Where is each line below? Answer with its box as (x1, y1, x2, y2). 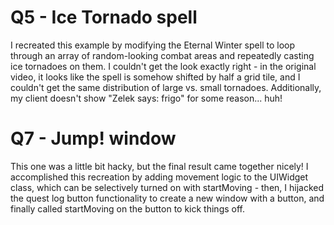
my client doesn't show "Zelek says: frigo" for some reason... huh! (10, 92, 283, 104)
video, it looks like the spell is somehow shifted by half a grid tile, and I (10, 71, 301, 83)
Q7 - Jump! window (10, 127, 177, 150)
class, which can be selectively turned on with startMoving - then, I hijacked (10, 181, 324, 193)
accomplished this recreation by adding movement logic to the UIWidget (10, 171, 309, 183)
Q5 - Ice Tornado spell (10, 6, 198, 29)
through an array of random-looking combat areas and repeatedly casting (10, 49, 315, 61)
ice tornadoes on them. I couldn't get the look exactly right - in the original (10, 60, 317, 72)
